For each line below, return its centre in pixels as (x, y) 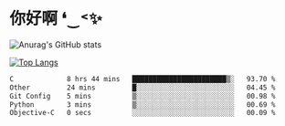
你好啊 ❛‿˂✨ (56, 19)
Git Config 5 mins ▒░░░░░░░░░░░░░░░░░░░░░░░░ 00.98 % (142, 96)
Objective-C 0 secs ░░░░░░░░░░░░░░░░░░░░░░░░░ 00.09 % (142, 113)
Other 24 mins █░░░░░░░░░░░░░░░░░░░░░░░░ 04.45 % (142, 88)
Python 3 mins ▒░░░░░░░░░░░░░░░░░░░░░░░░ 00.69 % (142, 105)
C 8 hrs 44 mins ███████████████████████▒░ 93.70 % (142, 79)
